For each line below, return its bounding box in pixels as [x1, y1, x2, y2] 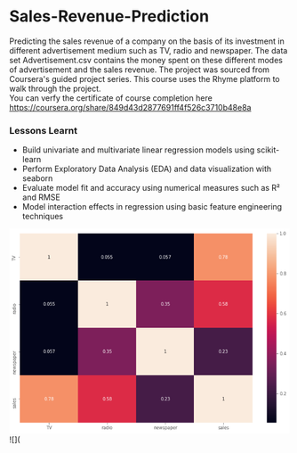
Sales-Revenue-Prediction [9, 6, 210, 27]
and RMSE [21, 192, 60, 202]
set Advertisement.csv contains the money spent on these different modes [9, 54, 283, 65]
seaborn [21, 173, 53, 184]
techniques [21, 211, 64, 222]
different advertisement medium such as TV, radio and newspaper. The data [9, 45, 288, 55]
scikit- [256, 144, 280, 155]
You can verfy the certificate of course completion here [9, 92, 213, 103]
